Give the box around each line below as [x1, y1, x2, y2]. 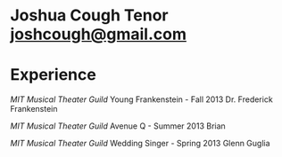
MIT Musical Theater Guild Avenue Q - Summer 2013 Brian [10, 121, 226, 131]
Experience [10, 65, 96, 85]
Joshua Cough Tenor [10, 5, 169, 26]
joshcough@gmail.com [10, 24, 187, 44]
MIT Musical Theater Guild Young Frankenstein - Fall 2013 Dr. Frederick [10, 94, 273, 105]
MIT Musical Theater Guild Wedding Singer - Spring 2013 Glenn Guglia [10, 138, 270, 149]
